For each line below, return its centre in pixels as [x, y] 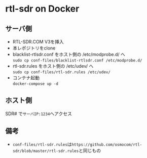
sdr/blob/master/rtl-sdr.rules [46, 151]
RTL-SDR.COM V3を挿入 [38, 42]
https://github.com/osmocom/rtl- [107, 144]
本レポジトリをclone [34, 48]
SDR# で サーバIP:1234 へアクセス [39, 114]
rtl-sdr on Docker [42, 9]
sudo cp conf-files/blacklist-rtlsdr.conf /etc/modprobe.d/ [77, 61]
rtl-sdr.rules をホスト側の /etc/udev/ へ [53, 66]
